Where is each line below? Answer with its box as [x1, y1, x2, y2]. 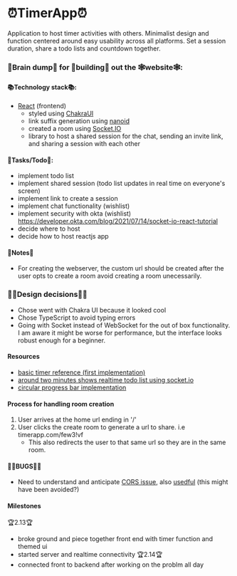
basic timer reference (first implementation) [17, 368, 146, 377]
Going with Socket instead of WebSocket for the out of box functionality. [17, 320, 231, 329]
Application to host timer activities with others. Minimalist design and [7, 28, 209, 37]
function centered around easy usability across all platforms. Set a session [7, 36, 226, 45]
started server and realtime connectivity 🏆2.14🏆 [17, 550, 163, 558]
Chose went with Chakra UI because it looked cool [17, 305, 167, 314]
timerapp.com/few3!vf [17, 431, 84, 439]
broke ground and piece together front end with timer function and [17, 534, 214, 543]
